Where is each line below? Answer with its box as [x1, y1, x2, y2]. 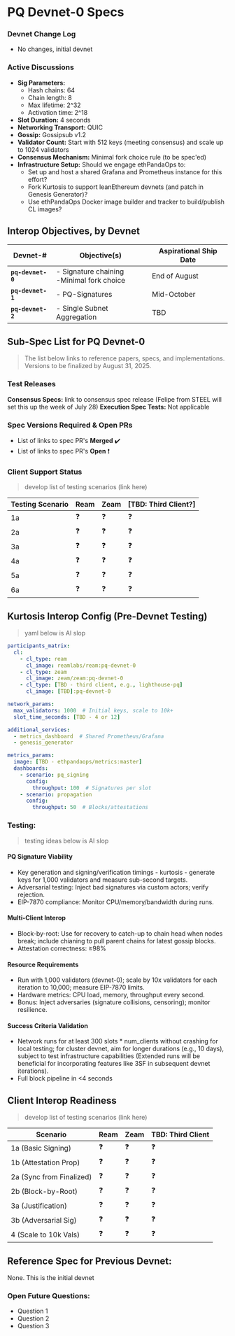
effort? [27, 175, 48, 183]
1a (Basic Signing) [10, 1143, 71, 1153]
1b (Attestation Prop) [10, 1158, 80, 1167]
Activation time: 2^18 [27, 108, 88, 116]
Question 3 [17, 1322, 50, 1330]
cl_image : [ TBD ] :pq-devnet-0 [25, 688, 111, 695]
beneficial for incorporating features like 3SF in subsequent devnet [17, 1060, 211, 1068]
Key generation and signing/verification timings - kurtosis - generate [17, 868, 215, 876]
